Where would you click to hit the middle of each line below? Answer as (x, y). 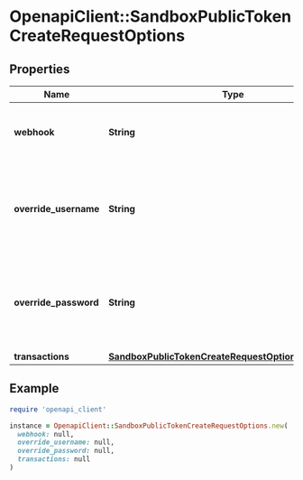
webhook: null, (46, 434)
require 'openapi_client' (58, 409)
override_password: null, (66, 451)
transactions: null (54, 459)
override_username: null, (66, 443)
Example (34, 388)
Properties (40, 69)
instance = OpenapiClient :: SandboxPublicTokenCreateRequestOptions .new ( (149, 426)
